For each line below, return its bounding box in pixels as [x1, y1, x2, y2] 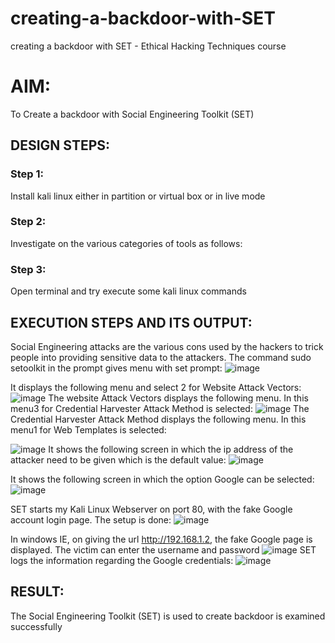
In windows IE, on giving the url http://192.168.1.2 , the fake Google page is [10, 533, 313, 545]
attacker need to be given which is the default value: [10, 453, 227, 466]
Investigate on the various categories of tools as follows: [10, 237, 243, 249]
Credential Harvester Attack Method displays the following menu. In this [10, 413, 307, 425]
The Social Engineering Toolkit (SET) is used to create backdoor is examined [10, 610, 326, 622]
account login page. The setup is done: [10, 513, 172, 526]
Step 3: [10, 262, 47, 276]
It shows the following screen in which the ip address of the [48, 443, 294, 455]
